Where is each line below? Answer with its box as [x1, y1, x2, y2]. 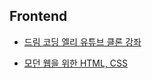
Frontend [9, 8, 68, 25]
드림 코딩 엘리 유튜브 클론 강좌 [23, 35, 142, 48]
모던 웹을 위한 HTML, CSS [23, 57, 129, 69]
